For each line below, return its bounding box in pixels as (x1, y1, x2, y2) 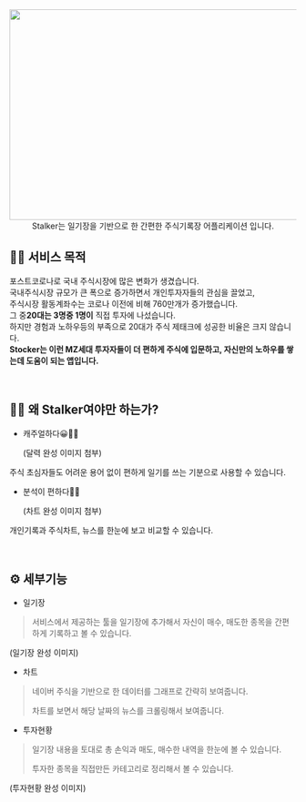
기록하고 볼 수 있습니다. (48, 628, 132, 639)
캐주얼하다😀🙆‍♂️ (22, 428, 79, 439)
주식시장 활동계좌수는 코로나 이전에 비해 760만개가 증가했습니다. (9, 298, 239, 309)
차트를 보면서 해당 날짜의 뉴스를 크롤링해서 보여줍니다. (31, 706, 225, 716)
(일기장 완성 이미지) (9, 647, 79, 658)
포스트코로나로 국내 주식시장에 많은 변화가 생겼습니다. (9, 275, 199, 286)
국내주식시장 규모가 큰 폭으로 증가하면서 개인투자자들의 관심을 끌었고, (9, 287, 255, 298)
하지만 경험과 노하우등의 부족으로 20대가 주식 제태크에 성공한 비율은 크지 (9, 320, 268, 331)
